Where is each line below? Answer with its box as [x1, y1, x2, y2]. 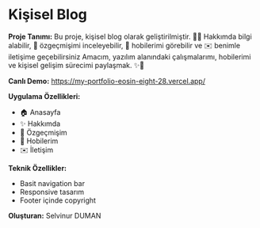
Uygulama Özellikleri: [8, 91, 81, 101]
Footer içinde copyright [19, 196, 97, 205]
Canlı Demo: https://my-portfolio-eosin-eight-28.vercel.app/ [8, 76, 206, 85]
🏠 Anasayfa [19, 107, 61, 116]
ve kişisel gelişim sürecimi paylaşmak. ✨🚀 [8, 60, 145, 70]
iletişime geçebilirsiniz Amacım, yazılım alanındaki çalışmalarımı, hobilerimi [8, 51, 251, 61]
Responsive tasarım [19, 187, 85, 196]
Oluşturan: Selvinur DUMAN [8, 211, 101, 220]
